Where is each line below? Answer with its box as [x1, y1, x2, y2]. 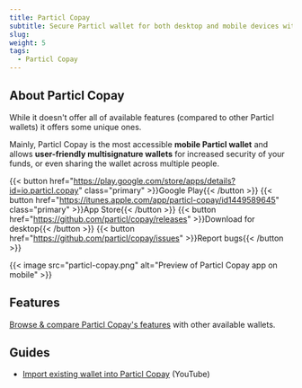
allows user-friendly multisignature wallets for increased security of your [9, 148, 285, 159]
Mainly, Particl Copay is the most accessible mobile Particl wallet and [9, 138, 269, 149]
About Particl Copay [9, 88, 125, 103]
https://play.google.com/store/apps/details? [73, 175, 236, 186]
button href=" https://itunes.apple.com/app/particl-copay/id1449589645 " [9, 194, 280, 205]
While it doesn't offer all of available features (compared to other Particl [9, 111, 274, 122]
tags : [9, 47, 30, 56]
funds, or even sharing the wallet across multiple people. [9, 158, 220, 169]
